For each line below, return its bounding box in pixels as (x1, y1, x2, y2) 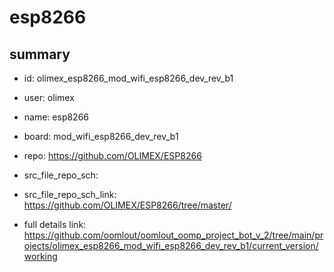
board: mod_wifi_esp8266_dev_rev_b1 (23, 131, 179, 142)
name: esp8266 (23, 111, 90, 123)
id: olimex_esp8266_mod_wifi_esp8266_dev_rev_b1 (23, 72, 234, 84)
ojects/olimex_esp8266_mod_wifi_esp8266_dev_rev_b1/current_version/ (23, 240, 319, 251)
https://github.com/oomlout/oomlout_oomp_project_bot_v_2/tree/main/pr (23, 229, 324, 241)
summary (9, 46, 71, 63)
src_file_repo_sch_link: (23, 189, 117, 200)
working (23, 251, 58, 262)
